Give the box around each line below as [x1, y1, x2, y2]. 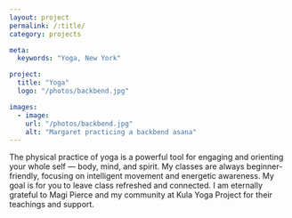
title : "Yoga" [17, 78, 69, 87]
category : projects [9, 29, 82, 38]
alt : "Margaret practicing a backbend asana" [25, 127, 198, 136]
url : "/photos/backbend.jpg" [25, 119, 134, 128]
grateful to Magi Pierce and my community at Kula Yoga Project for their [9, 190, 273, 200]
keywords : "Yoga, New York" [17, 54, 122, 63]
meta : [9, 45, 29, 54]
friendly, [9, 171, 40, 182]
